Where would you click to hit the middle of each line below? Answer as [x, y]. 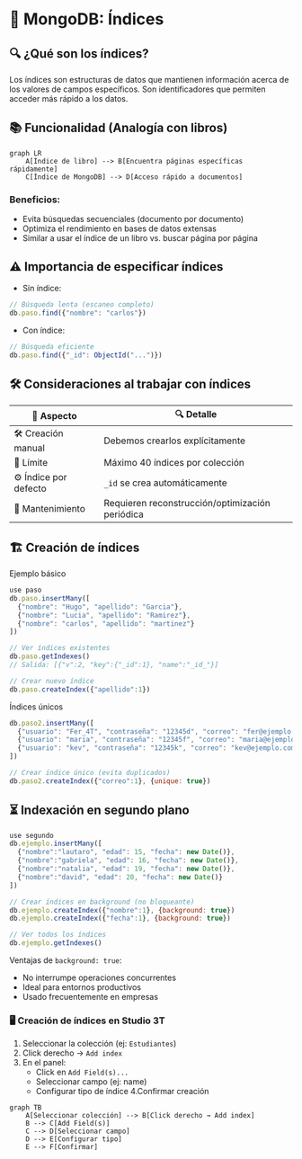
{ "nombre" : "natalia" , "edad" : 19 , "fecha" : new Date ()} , [126, 869]
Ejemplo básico [38, 574]
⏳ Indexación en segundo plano [100, 811]
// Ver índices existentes [60, 648]
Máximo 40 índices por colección [173, 463]
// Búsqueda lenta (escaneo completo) [82, 304]
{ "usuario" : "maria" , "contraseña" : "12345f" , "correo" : [126, 740]
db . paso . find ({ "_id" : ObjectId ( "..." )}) [86, 355]
